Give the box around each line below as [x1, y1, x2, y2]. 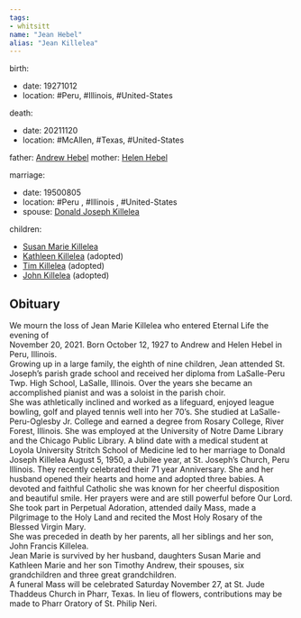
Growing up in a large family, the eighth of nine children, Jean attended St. [9, 358, 286, 370]
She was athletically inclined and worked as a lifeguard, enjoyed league [9, 397, 275, 408]
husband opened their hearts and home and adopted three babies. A [9, 474, 264, 484]
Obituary [9, 296, 60, 311]
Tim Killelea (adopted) [22, 261, 105, 272]
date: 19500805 [22, 187, 81, 198]
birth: [9, 63, 30, 74]
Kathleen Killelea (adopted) [22, 251, 124, 262]
